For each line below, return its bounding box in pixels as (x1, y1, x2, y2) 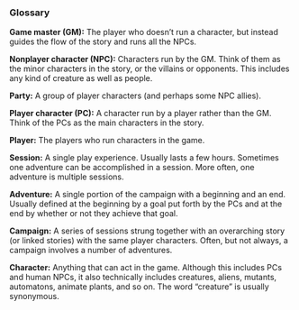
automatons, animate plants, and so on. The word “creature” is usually (9, 281, 270, 292)
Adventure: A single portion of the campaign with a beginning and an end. (9, 189, 286, 200)
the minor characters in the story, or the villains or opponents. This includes (9, 63, 290, 74)
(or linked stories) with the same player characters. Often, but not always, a (9, 235, 288, 246)
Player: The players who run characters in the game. (9, 135, 205, 146)
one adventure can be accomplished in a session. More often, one (9, 162, 255, 173)
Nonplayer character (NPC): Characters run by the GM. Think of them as (9, 54, 281, 65)
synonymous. (9, 291, 60, 302)
